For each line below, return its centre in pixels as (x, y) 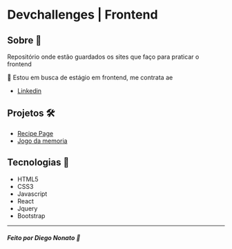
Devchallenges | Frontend (83, 15)
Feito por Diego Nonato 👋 (44, 238)
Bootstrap (31, 216)
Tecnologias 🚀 (38, 162)
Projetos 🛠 (31, 113)
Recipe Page (35, 133)
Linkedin (29, 91)
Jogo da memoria (42, 141)
